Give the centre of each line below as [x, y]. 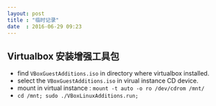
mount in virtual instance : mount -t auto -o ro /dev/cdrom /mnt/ [111, 88]
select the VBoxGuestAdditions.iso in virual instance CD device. [108, 81]
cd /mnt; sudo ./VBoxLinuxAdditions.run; [78, 96]
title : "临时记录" [33, 20]
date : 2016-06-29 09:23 [44, 26]
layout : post [26, 14]
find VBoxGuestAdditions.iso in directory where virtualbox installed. [113, 73]
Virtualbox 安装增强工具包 [63, 56]
